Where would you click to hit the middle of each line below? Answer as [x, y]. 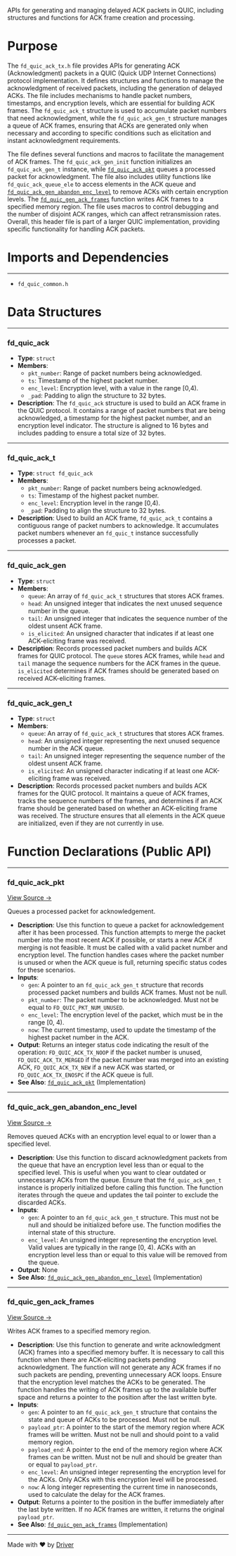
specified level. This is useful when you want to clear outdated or [112, 1172]
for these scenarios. [46, 970]
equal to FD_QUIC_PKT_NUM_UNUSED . [76, 1008]
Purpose [33, 46]
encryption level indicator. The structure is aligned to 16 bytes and [113, 426]
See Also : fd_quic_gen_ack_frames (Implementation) [93, 1524]
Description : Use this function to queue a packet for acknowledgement [121, 925]
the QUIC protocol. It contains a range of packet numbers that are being [122, 411]
